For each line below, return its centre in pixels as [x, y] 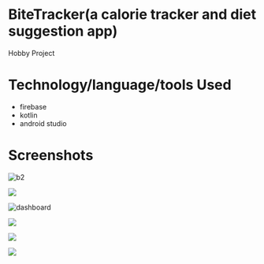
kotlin [28, 115]
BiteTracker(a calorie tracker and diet [132, 15]
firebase [33, 106]
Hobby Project [32, 53]
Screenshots [51, 156]
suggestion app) [63, 31]
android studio [43, 123]
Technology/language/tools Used [120, 85]
